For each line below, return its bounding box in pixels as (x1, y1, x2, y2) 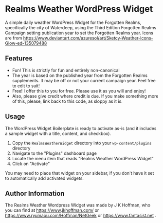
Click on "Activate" (12, 161, 50, 167)
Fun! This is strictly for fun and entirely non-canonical (12, 67, 120, 73)
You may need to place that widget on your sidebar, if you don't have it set (5, 170, 154, 176)
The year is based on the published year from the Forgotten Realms (12, 72, 147, 78)
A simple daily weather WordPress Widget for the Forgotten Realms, (5, 19, 142, 25)
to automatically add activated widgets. (5, 175, 84, 181)
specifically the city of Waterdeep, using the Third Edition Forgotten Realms (5, 24, 157, 30)
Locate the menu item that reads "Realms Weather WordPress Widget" (12, 155, 154, 161)
